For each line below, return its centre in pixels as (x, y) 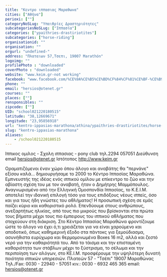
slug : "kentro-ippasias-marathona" (42, 130)
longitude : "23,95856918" (32, 121)
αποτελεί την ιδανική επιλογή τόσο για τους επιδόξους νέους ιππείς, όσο (81, 195)
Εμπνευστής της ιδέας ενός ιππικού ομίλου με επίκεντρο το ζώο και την (80, 179)
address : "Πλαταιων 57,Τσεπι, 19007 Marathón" (54, 56)
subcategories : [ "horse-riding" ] (40, 38)
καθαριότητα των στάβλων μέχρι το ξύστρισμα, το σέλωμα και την (75, 248)
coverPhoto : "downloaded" (33, 70)
